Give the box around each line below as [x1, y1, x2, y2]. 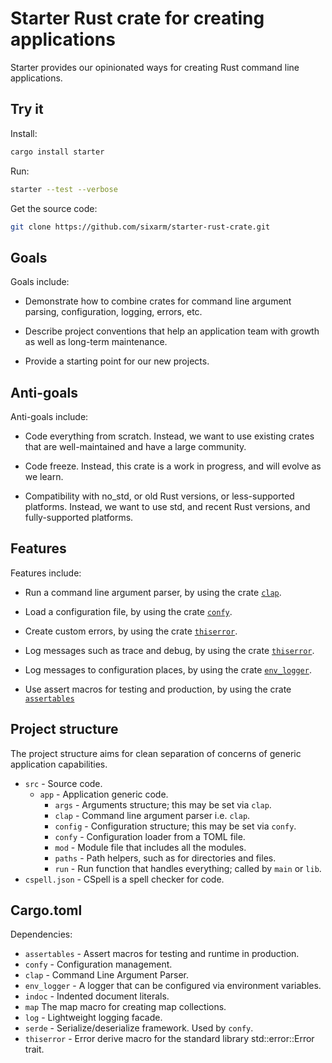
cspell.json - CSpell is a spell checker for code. [24, 873, 225, 885]
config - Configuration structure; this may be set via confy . [54, 820, 297, 832]
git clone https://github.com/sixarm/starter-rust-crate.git [10, 222, 271, 232]
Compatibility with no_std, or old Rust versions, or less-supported [24, 490, 295, 502]
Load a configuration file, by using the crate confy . [24, 605, 233, 617]
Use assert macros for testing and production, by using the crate [24, 683, 292, 695]
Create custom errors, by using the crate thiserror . [24, 625, 238, 637]
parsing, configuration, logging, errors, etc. [24, 306, 203, 318]
